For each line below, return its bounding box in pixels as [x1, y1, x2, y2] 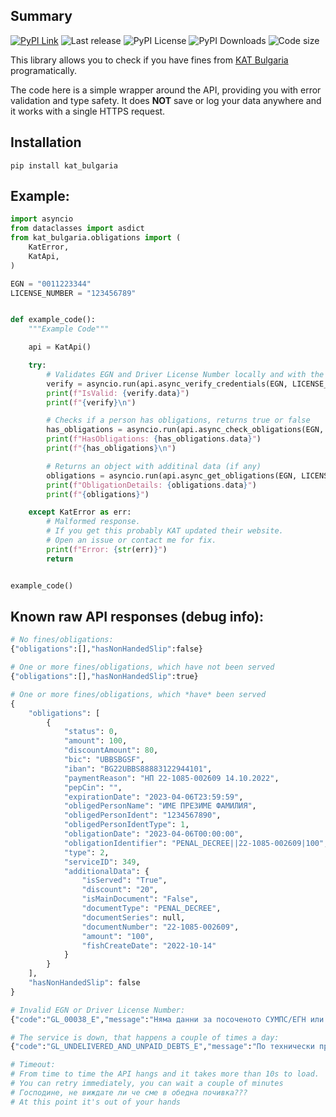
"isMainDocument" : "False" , [81, 894, 199, 904]
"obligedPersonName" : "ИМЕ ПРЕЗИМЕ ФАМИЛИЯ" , [63, 801, 257, 811]
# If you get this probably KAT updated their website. [46, 526, 284, 536]
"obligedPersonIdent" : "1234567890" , [63, 810, 222, 821]
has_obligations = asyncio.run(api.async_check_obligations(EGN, [46, 425, 325, 435]
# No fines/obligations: [10, 635, 114, 645]
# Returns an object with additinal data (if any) [46, 461, 262, 471]
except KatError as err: [28, 507, 132, 518]
